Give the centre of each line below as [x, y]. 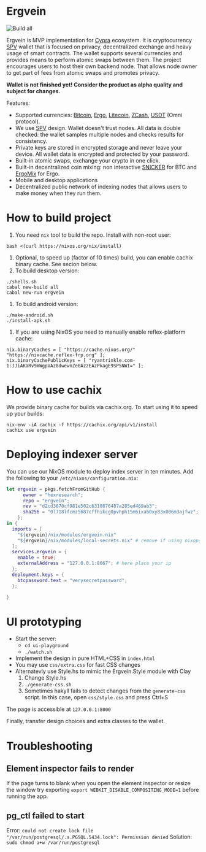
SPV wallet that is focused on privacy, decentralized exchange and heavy [99, 47]
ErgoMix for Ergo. [37, 174]
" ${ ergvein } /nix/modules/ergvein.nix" [67, 535]
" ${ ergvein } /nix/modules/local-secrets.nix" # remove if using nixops [109, 540]
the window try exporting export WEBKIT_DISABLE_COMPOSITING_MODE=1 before [103, 790]
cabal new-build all [33, 287]
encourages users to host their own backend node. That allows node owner [102, 66]
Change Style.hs [45, 678]
